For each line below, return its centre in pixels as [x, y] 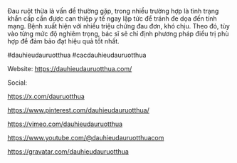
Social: [17, 83]
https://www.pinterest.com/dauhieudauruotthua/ [78, 110]
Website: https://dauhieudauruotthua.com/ [70, 69]
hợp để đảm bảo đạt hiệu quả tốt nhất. [63, 41]
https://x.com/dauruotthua [46, 96]
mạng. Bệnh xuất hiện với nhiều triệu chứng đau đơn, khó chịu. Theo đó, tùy [118, 26]
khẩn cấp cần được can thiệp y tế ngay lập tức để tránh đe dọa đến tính [112, 19]
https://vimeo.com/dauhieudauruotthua [65, 124]
